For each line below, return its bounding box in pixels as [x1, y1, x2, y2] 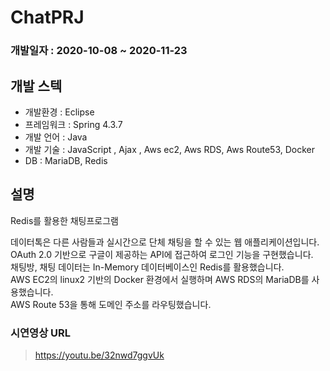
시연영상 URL [10, 326, 72, 340]
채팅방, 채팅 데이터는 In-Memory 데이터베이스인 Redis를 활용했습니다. [10, 261, 285, 273]
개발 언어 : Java [24, 131, 88, 143]
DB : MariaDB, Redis [24, 154, 108, 166]
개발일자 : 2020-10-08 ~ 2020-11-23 [10, 44, 188, 58]
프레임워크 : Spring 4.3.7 [24, 118, 123, 130]
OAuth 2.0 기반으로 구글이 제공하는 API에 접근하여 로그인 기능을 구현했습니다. [10, 248, 314, 260]
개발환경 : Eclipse [24, 106, 95, 118]
